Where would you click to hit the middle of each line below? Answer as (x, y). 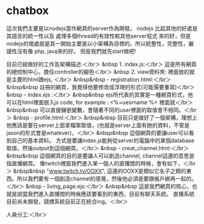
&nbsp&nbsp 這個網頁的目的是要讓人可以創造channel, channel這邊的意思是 (100, 156)
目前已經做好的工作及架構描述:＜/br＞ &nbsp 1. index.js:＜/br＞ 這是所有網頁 (101, 64)
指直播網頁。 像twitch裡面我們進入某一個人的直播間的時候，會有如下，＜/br (101, 163)
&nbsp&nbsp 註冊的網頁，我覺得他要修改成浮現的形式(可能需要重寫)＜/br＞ (100, 87)
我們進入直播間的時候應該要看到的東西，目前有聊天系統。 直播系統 (111, 193)
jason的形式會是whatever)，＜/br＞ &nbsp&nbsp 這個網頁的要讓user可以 (97, 132)
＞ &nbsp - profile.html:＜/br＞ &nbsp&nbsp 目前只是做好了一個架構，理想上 (102, 117)
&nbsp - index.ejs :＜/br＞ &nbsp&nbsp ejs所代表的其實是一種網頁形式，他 (100, 95)
